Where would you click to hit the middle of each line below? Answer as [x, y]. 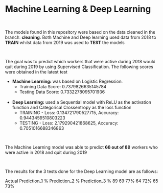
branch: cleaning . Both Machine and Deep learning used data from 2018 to [81, 37]
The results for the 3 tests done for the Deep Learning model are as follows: [81, 171]
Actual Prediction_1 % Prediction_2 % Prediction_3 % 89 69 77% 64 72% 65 [81, 181]
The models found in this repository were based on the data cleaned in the [80, 32]
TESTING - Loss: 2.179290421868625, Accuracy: [69, 123]
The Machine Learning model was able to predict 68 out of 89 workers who [81, 147]
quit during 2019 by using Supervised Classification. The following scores [79, 67]
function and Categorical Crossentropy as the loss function [72, 107]
